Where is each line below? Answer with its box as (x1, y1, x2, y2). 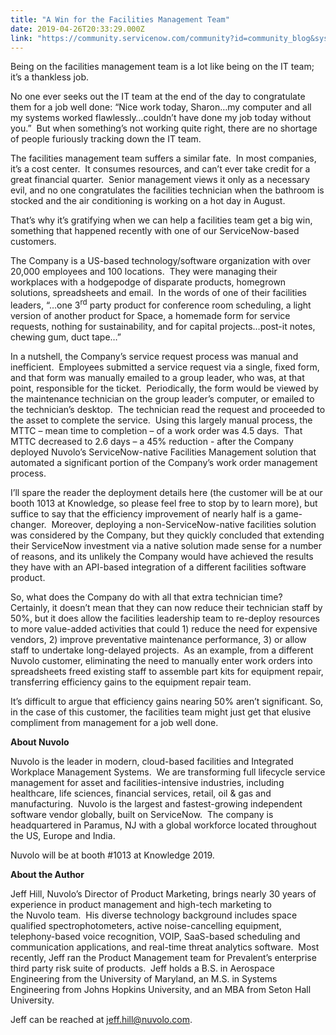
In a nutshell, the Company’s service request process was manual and (10, 351, 299, 363)
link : (10, 33, 33, 43)
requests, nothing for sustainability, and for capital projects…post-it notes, (10, 321, 316, 333)
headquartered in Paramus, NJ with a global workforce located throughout (10, 819, 317, 831)
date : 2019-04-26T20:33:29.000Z (10, 24, 145, 34)
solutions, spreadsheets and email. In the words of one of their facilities (10, 287, 307, 299)
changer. (10, 519, 47, 531)
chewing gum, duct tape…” (10, 331, 122, 343)
